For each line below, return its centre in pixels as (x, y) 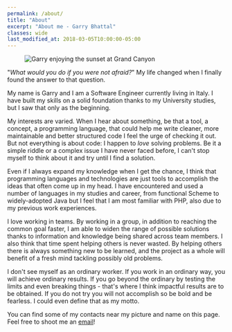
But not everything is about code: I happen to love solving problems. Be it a (114, 143)
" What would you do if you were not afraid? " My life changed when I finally (115, 73)
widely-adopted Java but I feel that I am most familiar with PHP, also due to (114, 201)
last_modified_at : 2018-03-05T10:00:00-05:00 (74, 39)
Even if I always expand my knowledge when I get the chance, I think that (112, 172)
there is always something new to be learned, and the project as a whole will (116, 251)
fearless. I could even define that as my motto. (73, 301)
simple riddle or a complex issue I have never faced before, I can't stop (108, 151)
